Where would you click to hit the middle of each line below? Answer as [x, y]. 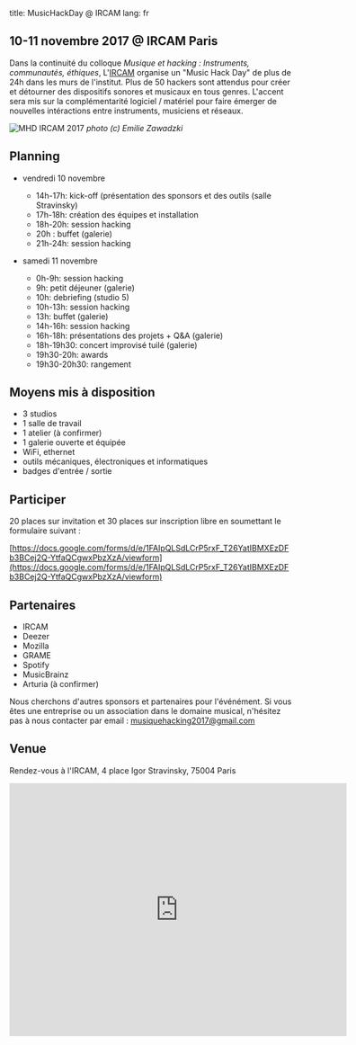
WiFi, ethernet [49, 452]
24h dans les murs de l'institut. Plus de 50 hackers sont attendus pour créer [150, 82]
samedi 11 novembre [60, 261]
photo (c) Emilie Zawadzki [134, 128]
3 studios [40, 414]
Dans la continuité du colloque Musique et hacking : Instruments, [129, 63]
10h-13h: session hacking [83, 307]
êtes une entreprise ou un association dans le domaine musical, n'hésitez [145, 711]
